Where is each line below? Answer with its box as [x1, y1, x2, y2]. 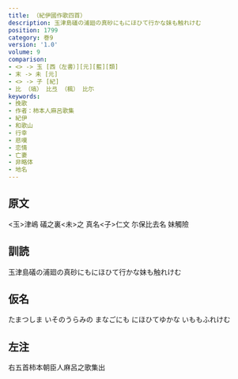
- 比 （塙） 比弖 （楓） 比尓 [8, 84, 95, 93]
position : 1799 [8, 26, 59, 34]
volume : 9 [8, 48, 41, 56]
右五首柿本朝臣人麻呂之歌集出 [8, 362, 105, 372]
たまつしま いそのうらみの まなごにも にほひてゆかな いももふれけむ [8, 315, 231, 325]
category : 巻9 [8, 33, 54, 42]
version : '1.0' [8, 41, 59, 49]
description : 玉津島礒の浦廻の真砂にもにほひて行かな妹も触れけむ [8, 19, 202, 27]
